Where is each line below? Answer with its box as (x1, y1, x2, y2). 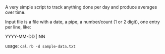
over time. (5, 9, 26, 15)
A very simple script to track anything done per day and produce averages (5, 4, 157, 10)
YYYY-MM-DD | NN (5, 34, 46, 39)
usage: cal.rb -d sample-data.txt (5, 43, 76, 49)
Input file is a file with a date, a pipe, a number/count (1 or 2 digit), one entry (5, 19, 160, 25)
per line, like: (5, 24, 31, 30)
